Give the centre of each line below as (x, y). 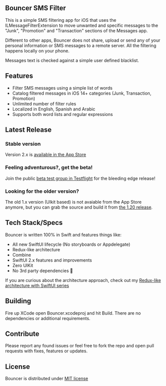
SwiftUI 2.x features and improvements (52, 260)
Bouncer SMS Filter (35, 8)
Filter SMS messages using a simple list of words (62, 88)
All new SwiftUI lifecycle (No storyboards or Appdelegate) (71, 244)
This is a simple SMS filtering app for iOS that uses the (61, 20)
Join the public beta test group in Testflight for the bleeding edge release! (80, 178)
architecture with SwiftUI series (37, 285)
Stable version (23, 144)
